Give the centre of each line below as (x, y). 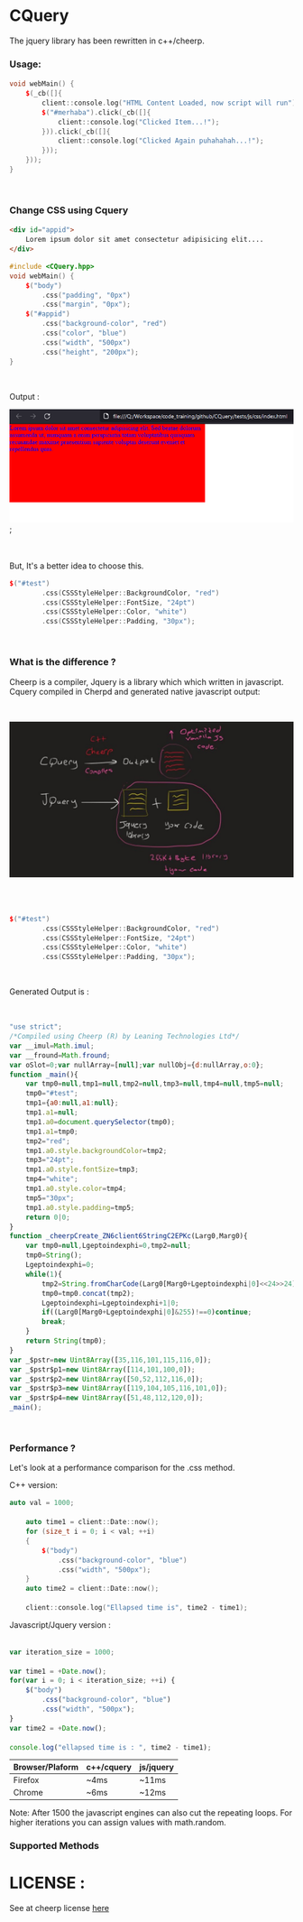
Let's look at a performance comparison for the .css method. (122, 1468)
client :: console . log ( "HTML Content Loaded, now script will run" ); (171, 103)
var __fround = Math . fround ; (60, 1055)
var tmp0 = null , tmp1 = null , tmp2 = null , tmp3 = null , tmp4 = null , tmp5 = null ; (155, 1084)
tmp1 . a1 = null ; (52, 1113)
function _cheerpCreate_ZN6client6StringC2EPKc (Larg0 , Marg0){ (129, 1236)
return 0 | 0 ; (48, 1217)
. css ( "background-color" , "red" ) (105, 324)
